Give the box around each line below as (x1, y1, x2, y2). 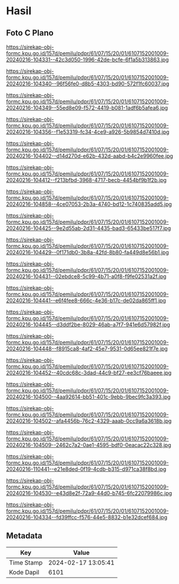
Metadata (6, 531, 43, 541)
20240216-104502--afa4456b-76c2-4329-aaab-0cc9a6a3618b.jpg (6, 417, 172, 425)
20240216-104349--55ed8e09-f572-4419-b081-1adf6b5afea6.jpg (6, 104, 168, 111)
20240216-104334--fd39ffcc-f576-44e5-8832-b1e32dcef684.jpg (6, 514, 168, 521)
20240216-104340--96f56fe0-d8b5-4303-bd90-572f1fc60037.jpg (6, 80, 170, 87)
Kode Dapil (9, 568, 40, 576)
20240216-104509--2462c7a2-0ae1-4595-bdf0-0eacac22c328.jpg (6, 442, 171, 448)
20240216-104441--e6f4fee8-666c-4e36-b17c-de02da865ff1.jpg (6, 297, 167, 304)
